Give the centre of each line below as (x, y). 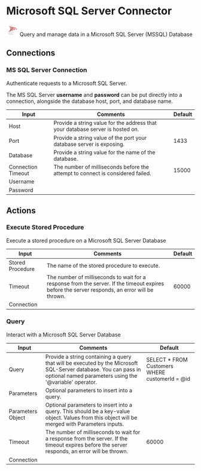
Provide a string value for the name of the (104, 152)
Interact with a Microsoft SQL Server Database (63, 334)
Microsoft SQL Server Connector (89, 11)
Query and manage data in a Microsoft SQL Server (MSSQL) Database (106, 34)
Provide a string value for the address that (105, 123)
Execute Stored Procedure (45, 227)
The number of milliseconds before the (101, 167)
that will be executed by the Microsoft (92, 363)
